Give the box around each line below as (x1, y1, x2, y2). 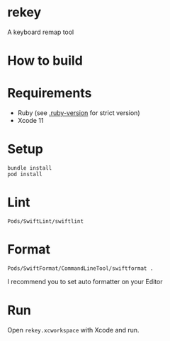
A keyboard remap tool (7, 28, 74, 36)
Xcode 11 (17, 117, 44, 125)
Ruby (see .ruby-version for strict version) (17, 109, 140, 117)
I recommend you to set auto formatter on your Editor (7, 277, 163, 286)
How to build (7, 53, 83, 69)
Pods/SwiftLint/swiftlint (7, 217, 84, 224)
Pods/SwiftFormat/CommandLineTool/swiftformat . (7, 264, 154, 272)
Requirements (7, 85, 92, 102)
